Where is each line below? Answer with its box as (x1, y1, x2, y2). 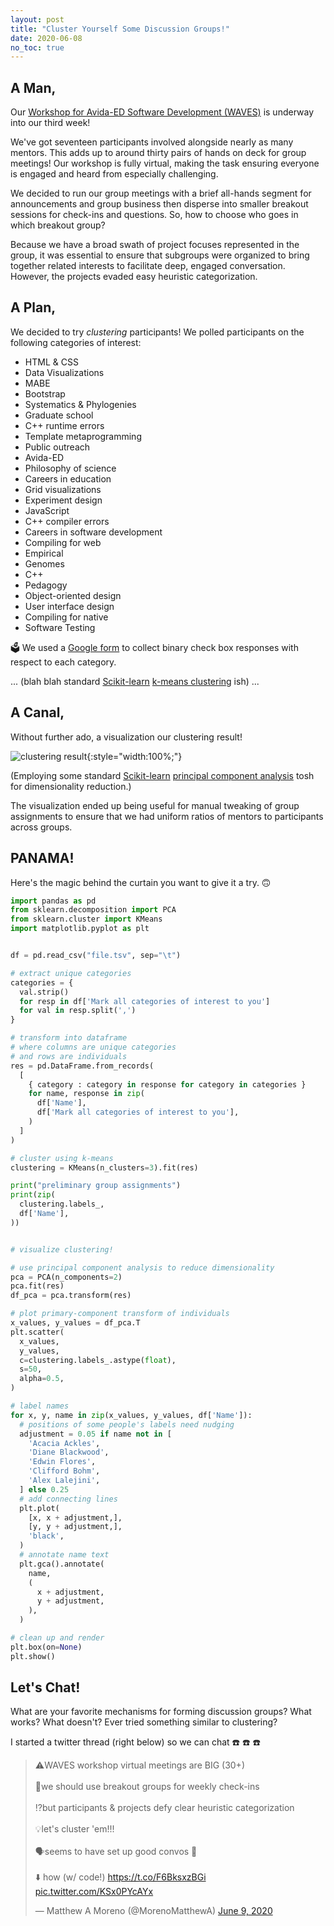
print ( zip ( (10, 1190, 56, 1200)
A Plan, (10, 299, 57, 316)
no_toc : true (10, 42, 65, 53)
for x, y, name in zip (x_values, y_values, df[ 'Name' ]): (10, 1410, 253, 1420)
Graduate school (24, 409, 94, 421)
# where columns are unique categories (10, 1042, 177, 1052)
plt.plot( (19, 1503, 60, 1513)
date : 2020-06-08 (10, 33, 83, 43)
